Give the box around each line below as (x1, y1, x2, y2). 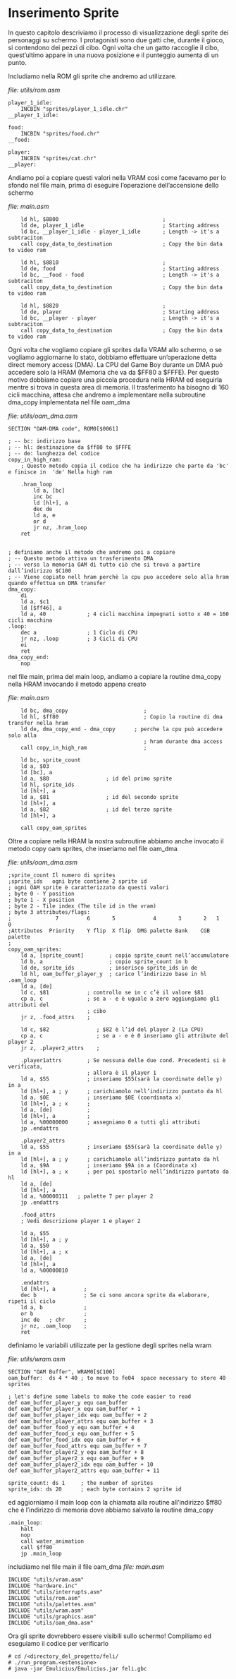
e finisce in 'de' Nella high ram (8, 468, 113, 476)
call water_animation (20, 1537, 84, 1545)
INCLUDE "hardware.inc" (8, 1582, 78, 1589)
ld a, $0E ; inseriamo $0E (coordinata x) (20, 1094, 182, 1101)
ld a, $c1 (20, 598, 50, 605)
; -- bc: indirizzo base (8, 438, 81, 445)
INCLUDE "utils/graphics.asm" (8, 1613, 97, 1620)
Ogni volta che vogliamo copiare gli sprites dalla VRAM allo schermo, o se (8, 345, 223, 354)
